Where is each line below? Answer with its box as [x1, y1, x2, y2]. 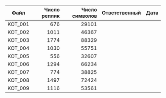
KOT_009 [7, 85, 30, 92]
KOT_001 [7, 21, 30, 28]
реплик [41, 12, 60, 19]
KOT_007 [7, 69, 30, 75]
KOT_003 [7, 37, 30, 43]
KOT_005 [7, 53, 30, 60]
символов [72, 12, 97, 19]
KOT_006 [7, 61, 30, 67]
